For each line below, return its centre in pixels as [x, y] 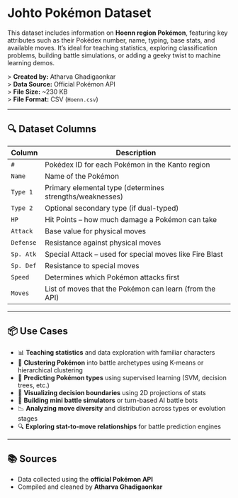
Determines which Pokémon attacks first [112, 277]
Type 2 [22, 208]
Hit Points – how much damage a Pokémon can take [131, 219]
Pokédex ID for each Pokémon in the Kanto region [127, 165]
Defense [24, 242]
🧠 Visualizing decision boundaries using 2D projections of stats [112, 392]
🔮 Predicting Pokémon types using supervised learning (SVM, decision [122, 377]
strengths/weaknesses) [84, 197]
